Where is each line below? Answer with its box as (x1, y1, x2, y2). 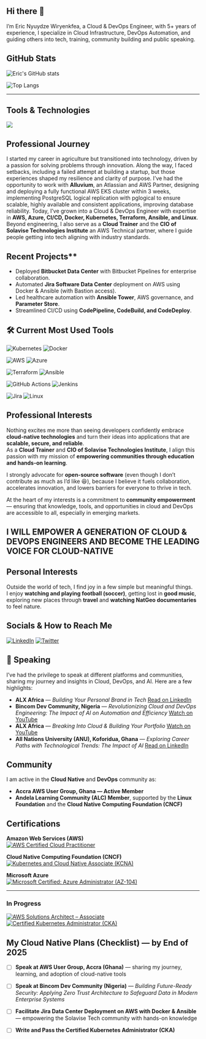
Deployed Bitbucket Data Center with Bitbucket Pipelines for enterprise (15, 268, 197, 275)
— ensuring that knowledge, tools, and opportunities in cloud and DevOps (6, 502, 193, 510)
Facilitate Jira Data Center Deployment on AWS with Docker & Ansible (15, 1008, 197, 1015)
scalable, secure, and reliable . (6, 439, 85, 447)
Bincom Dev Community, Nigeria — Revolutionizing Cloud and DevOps (15, 702, 197, 710)
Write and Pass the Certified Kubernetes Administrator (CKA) (15, 1027, 175, 1034)
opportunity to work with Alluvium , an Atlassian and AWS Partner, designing (6, 181, 199, 189)
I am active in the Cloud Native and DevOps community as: (6, 775, 157, 783)
